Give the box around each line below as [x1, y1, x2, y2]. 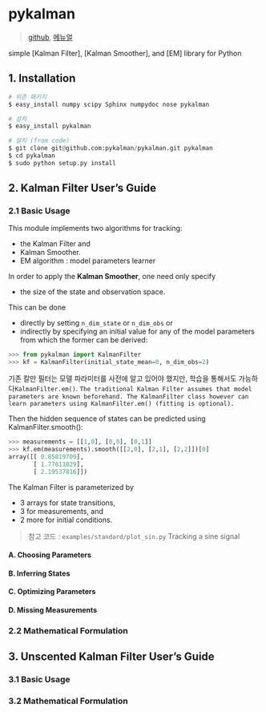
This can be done [8, 302, 66, 313]
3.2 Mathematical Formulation [8, 695, 128, 706]
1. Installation [8, 71, 76, 85]
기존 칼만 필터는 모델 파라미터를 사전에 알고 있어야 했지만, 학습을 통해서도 [8, 374, 237, 383]
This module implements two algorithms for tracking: [8, 224, 183, 233]
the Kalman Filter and [19, 239, 91, 249]
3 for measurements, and [19, 506, 104, 516]
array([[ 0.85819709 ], [8, 452, 84, 461]
